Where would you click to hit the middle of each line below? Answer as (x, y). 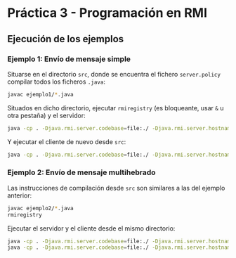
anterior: (20, 195)
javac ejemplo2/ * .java (40, 208)
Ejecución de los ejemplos (66, 39)
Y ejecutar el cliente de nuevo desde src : (67, 141)
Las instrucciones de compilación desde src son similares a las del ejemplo (116, 188)
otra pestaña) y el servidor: (46, 115)
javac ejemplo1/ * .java (40, 94)
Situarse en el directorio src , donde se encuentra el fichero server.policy (114, 74)
